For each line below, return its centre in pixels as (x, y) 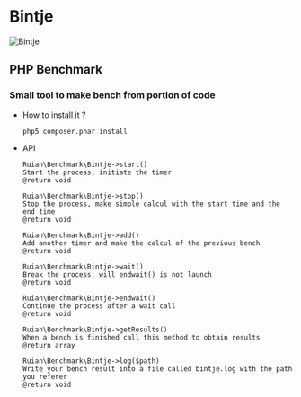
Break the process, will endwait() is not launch (117, 274)
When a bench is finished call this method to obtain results (141, 337)
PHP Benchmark (56, 70)
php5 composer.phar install (75, 131)
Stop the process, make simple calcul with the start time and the (151, 204)
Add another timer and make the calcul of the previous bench (141, 243)
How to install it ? (54, 115)
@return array (49, 345)
